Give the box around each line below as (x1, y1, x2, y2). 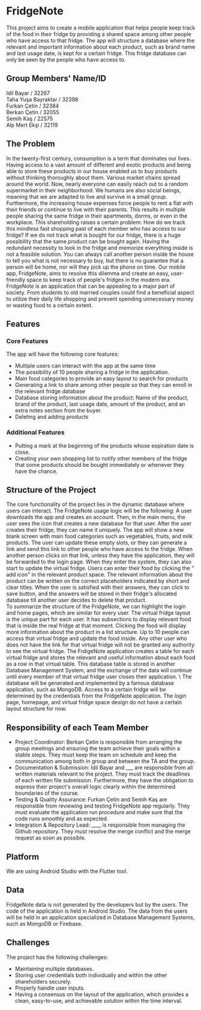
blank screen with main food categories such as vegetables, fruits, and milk (6, 533, 193, 540)
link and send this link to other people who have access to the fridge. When (6, 546, 193, 553)
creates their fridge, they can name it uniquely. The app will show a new (6, 526, 184, 534)
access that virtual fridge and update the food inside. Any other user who (6, 635, 187, 642)
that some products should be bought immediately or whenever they (14, 461, 185, 468)
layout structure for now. (6, 705, 67, 713)
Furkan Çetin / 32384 (6, 102, 59, 109)
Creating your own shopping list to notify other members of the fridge (14, 455, 188, 462)
